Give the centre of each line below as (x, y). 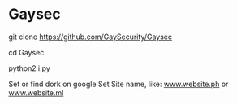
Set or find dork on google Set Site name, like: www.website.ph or (118, 84)
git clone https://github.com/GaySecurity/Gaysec (90, 37)
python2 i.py (29, 68)
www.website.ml (36, 92)
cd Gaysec (26, 52)
